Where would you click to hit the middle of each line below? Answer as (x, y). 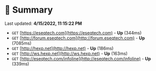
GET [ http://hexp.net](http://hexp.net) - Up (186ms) (63, 48)
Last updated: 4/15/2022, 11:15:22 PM (43, 23)
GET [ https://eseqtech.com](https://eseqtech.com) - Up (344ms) (77, 33)
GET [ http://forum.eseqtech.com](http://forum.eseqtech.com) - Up (78, 38)
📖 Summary (29, 10)
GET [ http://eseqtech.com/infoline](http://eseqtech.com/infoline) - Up (81, 58)
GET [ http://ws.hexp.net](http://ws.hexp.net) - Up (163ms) (70, 53)
